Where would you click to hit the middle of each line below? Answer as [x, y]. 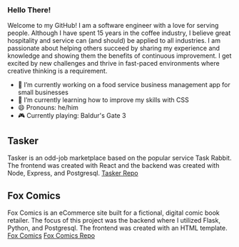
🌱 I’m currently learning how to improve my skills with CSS [103, 100]
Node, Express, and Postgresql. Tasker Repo [73, 173]
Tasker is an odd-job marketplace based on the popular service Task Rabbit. [119, 158]
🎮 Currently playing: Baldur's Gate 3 [72, 116]
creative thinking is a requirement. [57, 71]
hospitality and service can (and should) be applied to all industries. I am [114, 41]
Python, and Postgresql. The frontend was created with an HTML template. [117, 228]
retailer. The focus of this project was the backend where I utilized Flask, [114, 220]
